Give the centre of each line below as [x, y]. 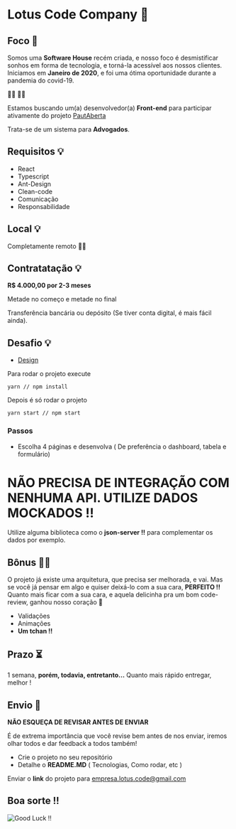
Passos [20, 431]
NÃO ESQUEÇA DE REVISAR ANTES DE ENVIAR [78, 722]
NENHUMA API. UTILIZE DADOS [103, 498]
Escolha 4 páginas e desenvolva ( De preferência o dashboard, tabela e [122, 446]
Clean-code [35, 191]
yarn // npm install [38, 387]
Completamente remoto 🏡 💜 [47, 246]
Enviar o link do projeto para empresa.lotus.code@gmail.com [97, 779]
